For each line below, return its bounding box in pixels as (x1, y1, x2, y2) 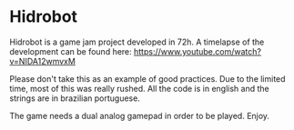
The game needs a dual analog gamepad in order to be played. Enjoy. (9, 110, 270, 121)
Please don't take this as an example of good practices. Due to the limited (9, 73, 286, 84)
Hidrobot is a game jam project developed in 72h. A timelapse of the (9, 36, 265, 47)
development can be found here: (9, 45, 132, 56)
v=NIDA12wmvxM (9, 55, 76, 66)
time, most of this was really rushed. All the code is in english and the (9, 83, 270, 94)
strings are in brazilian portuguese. (9, 93, 141, 104)
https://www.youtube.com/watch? (133, 45, 262, 56)
